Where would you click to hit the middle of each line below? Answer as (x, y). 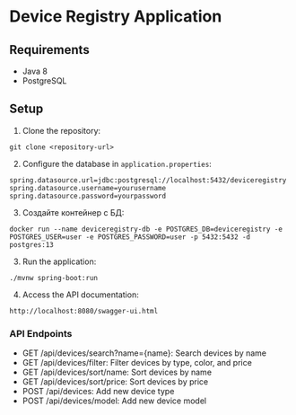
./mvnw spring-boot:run (54, 278)
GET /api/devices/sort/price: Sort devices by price (115, 382)
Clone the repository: (61, 130)
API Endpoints (41, 333)
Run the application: (59, 261)
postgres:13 (31, 244)
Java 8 (35, 71)
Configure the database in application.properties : (117, 163)
